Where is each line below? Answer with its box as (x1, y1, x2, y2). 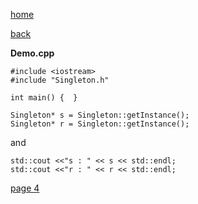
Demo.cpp (10, 47, 55, 59)
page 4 (10, 182, 40, 194)
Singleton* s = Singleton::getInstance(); (10, 110, 190, 120)
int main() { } (10, 93, 78, 103)
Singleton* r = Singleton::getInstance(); (10, 119, 190, 129)
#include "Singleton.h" (10, 75, 110, 85)
